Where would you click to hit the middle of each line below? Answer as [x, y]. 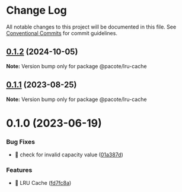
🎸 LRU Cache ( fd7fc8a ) [43, 183]
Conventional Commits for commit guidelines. [62, 33]
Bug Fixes [21, 141]
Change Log [36, 10]
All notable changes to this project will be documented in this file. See [91, 27]
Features [19, 170]
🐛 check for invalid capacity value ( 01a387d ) [69, 155]
